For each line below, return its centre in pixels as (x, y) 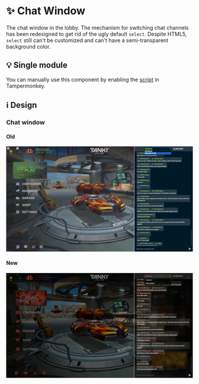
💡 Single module (37, 65)
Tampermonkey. (26, 86)
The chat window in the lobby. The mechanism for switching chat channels (97, 27)
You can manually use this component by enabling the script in (83, 79)
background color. (28, 46)
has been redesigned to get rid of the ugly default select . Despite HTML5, (97, 34)
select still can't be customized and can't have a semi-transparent (87, 40)
